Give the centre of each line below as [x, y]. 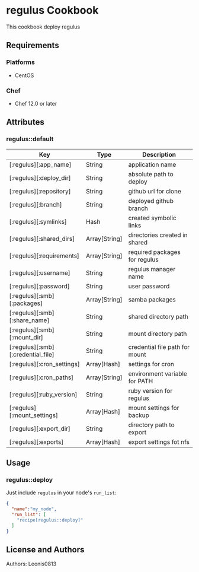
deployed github [151, 201]
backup [139, 415]
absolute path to [151, 174]
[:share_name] [29, 320]
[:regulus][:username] [40, 272]
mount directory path [158, 333]
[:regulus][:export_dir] [40, 428]
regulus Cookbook [52, 10]
